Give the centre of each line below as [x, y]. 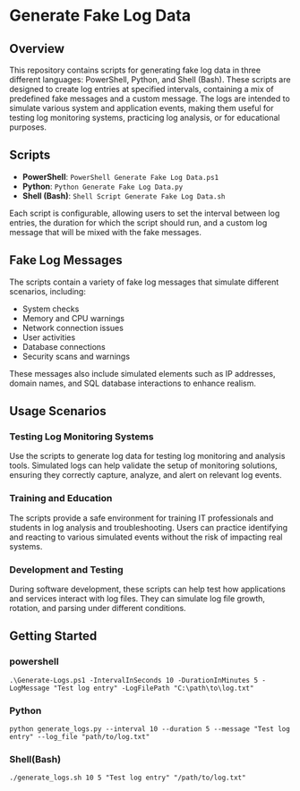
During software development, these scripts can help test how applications [148, 589]
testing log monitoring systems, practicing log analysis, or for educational [145, 118]
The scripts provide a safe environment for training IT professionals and [141, 518]
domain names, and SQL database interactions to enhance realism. [133, 383]
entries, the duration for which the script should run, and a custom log [138, 222]
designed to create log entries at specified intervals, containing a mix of [142, 89]
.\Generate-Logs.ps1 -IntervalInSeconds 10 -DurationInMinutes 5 [133, 680]
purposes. [28, 127]
